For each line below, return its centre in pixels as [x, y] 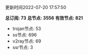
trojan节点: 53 [27, 28]
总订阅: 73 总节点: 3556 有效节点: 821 [44, 18]
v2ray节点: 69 [27, 41]
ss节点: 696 [24, 35]
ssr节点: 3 [23, 47]
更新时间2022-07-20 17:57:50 [36, 7]
